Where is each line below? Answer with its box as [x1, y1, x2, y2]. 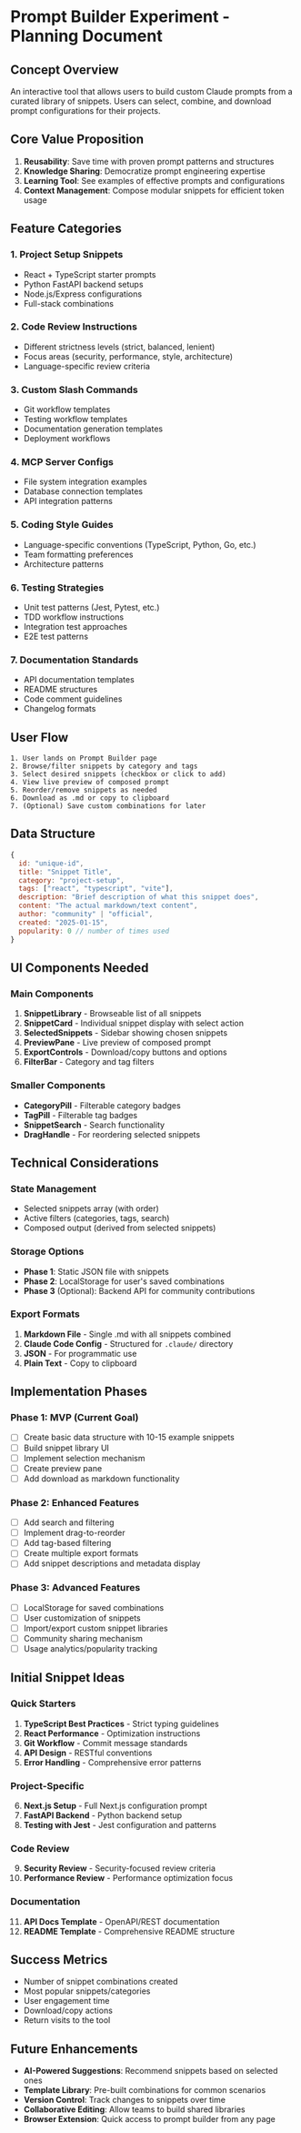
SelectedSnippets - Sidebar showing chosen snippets [23, 1027, 228, 1038]
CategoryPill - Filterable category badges [23, 1099, 181, 1111]
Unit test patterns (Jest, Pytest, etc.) [23, 601, 160, 612]
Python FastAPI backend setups [23, 278, 144, 289]
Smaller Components [10, 1079, 105, 1092]
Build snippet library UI [23, 1442, 110, 1453]
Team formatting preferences [23, 549, 134, 560]
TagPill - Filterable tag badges [23, 1109, 138, 1120]
